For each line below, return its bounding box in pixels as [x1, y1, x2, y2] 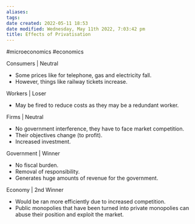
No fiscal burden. [15, 161, 59, 169]
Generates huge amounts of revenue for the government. [15, 174, 159, 182]
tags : [6, 15, 20, 21]
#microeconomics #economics [6, 48, 84, 55]
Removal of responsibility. [15, 168, 80, 175]
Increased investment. [15, 138, 71, 146]
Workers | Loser [6, 90, 47, 97]
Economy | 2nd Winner [6, 186, 64, 194]
